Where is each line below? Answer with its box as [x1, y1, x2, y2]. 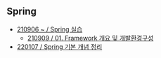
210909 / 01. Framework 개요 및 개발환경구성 [27, 34, 154, 42]
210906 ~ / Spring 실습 [16, 24, 83, 34]
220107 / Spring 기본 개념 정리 [16, 42, 103, 51]
